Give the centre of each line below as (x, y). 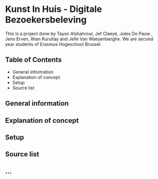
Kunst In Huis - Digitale (54, 9)
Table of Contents (34, 60)
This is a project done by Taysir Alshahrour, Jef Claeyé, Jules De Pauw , (79, 33)
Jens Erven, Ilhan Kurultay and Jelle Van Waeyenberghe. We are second (79, 39)
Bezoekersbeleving (46, 20)
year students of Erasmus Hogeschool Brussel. (53, 44)
